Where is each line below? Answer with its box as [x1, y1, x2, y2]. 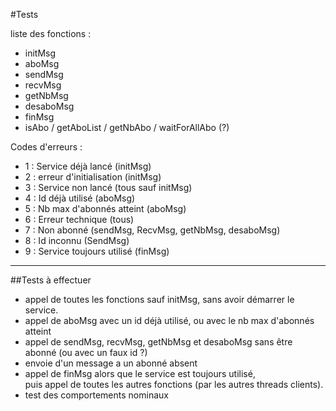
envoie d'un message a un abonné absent [24, 357, 198, 369]
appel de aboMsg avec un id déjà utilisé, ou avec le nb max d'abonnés [24, 315, 315, 326]
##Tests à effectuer [10, 274, 92, 286]
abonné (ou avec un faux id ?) [24, 347, 148, 358]
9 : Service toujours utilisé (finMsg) [24, 245, 170, 257]
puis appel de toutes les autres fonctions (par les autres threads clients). [24, 379, 324, 390]
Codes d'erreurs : [10, 141, 83, 153]
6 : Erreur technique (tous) [24, 214, 135, 225]
